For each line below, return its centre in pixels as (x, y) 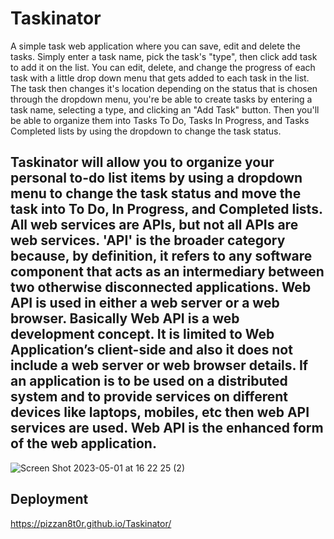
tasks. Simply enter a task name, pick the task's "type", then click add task (164, 56)
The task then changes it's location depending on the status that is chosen (164, 88)
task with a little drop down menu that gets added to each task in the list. (160, 78)
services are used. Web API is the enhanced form (167, 428)
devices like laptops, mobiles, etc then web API (160, 412)
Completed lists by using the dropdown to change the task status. (146, 131)
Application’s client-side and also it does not (151, 350)
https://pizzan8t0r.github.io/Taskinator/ (91, 523)
